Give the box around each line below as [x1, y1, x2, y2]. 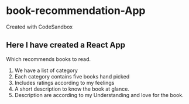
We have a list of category [14, 67, 78, 74]
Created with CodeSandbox [6, 23, 73, 30]
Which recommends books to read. [6, 55, 91, 62]
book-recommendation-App [6, 4, 146, 17]
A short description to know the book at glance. [14, 85, 130, 92]
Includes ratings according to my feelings [14, 79, 115, 86]
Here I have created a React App [6, 40, 126, 50]
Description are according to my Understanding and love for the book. [14, 91, 184, 98]
